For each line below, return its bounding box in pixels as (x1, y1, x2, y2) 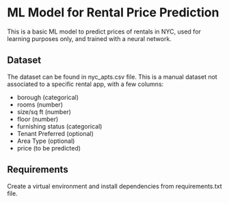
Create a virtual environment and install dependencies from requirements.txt (7, 182, 222, 190)
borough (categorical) (16, 93, 79, 101)
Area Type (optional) (16, 137, 75, 145)
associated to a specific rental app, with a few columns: (7, 80, 164, 88)
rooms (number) (16, 100, 64, 109)
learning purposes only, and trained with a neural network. (7, 34, 172, 42)
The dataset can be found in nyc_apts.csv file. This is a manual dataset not (7, 72, 217, 81)
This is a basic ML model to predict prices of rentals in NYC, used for (7, 27, 202, 36)
